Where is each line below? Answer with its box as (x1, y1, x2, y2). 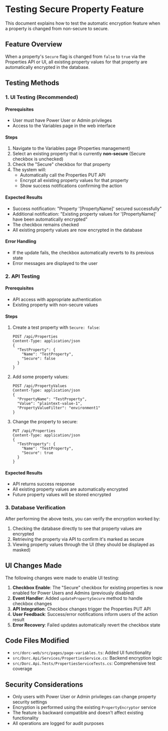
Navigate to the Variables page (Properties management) (12, 145, 130, 151)
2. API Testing (5, 272, 40, 280)
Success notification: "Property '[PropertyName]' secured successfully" (12, 205, 162, 212)
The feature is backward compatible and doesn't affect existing (12, 710, 144, 716)
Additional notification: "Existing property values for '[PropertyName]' (12, 211, 157, 217)
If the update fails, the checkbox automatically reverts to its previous (12, 249, 154, 255)
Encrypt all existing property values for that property (20, 177, 129, 184)
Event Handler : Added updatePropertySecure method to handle (12, 595, 143, 601)
